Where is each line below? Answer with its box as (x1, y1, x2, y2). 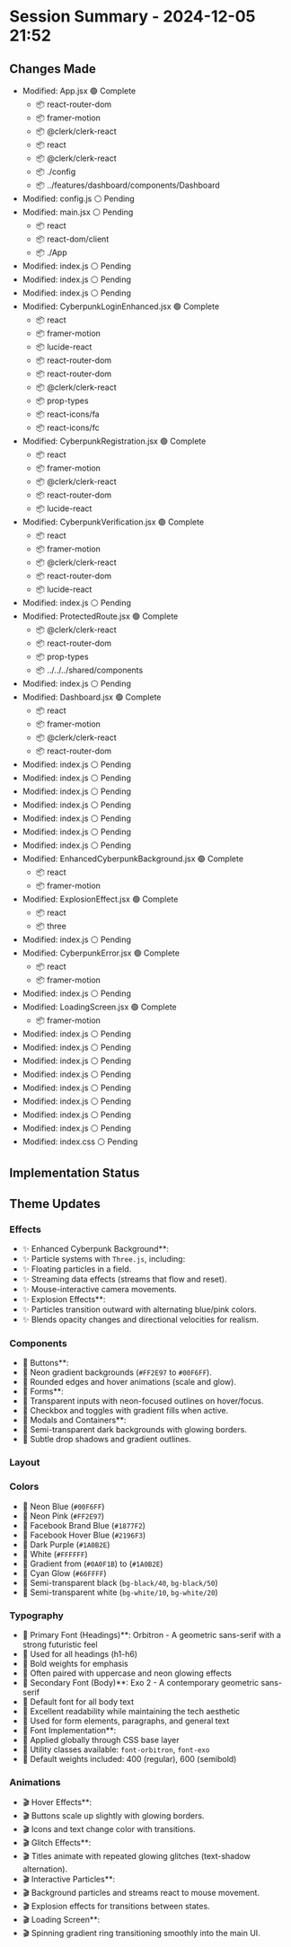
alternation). (22, 1863, 68, 1874)
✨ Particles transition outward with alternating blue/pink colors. (22, 1304, 258, 1315)
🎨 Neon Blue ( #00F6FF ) (22, 1501, 105, 1511)
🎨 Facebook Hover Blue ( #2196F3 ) (22, 1529, 146, 1540)
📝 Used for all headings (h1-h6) (22, 1648, 137, 1659)
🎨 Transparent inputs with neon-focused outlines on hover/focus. (22, 1396, 264, 1406)
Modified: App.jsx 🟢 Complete (22, 85, 137, 96)
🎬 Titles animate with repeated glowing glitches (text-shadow (22, 1851, 251, 1862)
